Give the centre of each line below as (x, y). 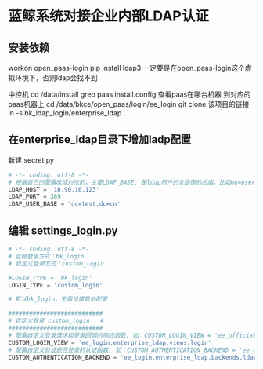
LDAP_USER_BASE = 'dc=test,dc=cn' (65, 204)
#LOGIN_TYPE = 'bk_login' (50, 278)
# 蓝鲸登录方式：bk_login (46, 256)
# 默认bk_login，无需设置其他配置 (58, 299)
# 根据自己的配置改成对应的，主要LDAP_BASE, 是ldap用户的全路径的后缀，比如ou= (125, 182)
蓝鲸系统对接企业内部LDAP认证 (108, 16)
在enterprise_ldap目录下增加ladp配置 (100, 139)
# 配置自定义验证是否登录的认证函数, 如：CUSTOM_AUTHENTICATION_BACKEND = (122, 350)
